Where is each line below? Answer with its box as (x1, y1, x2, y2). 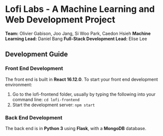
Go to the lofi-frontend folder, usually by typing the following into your (12, 91, 156, 97)
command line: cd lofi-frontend (12, 96, 80, 102)
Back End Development (5, 114, 63, 121)
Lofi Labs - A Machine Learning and (5, 3, 155, 15)
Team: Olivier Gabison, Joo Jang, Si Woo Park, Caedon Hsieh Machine (5, 30, 151, 36)
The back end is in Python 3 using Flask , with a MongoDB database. (5, 125, 147, 131)
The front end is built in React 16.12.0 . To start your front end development (5, 76, 158, 82)
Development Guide (5, 50, 68, 59)
